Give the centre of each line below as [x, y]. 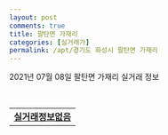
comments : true [37, 26]
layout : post [33, 17]
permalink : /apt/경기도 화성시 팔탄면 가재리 [84, 51]
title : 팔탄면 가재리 [44, 34]
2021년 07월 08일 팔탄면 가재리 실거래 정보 [84, 77]
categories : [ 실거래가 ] [50, 42]
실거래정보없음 [43, 117]
